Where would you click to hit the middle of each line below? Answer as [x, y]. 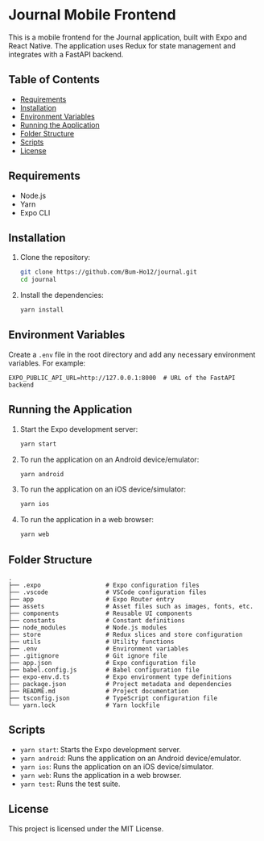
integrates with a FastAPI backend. [66, 54]
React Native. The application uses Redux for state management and [122, 45]
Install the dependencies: [62, 295]
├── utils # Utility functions [91, 642]
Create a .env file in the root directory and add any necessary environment [132, 354]
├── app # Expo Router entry [91, 599]
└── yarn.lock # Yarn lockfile [84, 705]
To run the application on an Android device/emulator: [109, 459]
